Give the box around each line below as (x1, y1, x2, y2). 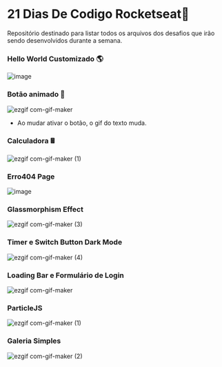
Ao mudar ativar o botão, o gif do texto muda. (17, 119, 147, 127)
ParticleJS (7, 303, 43, 313)
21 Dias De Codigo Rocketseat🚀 (7, 6, 190, 22)
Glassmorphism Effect (7, 205, 84, 215)
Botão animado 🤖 (7, 90, 65, 99)
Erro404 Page (7, 172, 55, 181)
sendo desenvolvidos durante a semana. (7, 36, 123, 44)
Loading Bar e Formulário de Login (7, 270, 124, 280)
